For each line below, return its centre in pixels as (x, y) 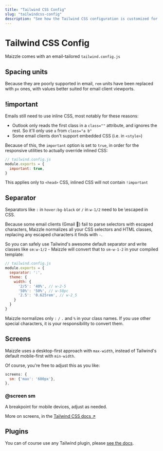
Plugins (17, 431)
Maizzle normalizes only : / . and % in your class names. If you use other (78, 318)
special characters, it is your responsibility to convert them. (64, 323)
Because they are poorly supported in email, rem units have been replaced (79, 84)
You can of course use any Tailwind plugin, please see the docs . (70, 443)
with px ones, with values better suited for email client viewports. (70, 89)
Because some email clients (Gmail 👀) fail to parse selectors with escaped (79, 224)
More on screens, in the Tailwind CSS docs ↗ (50, 416)
